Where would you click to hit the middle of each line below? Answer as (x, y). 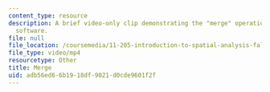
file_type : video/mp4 (45, 53)
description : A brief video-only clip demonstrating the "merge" (120, 23)
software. (32, 30)
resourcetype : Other (43, 61)
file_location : (34, 46)
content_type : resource (48, 16)
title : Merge (30, 68)
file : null (27, 38)
